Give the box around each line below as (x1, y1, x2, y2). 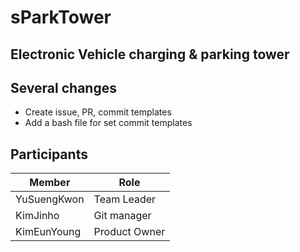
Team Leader (93, 192, 157, 206)
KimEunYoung (15, 225, 82, 239)
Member (29, 176, 71, 190)
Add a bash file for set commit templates (24, 117, 193, 129)
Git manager (93, 209, 152, 223)
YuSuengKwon (15, 192, 85, 206)
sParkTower (10, 6, 112, 29)
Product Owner (93, 225, 166, 239)
